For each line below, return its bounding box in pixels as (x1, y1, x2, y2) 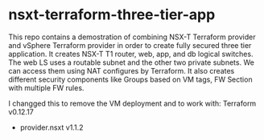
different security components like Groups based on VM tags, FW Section (8, 74, 253, 84)
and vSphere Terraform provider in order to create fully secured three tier (8, 40, 252, 50)
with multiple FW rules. (8, 82, 85, 93)
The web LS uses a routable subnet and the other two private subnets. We (8, 58, 255, 67)
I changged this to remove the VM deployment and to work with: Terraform (8, 98, 257, 108)
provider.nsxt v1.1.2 (19, 122, 84, 132)
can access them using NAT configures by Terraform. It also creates (8, 66, 235, 75)
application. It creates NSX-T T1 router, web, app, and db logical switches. (8, 49, 254, 58)
